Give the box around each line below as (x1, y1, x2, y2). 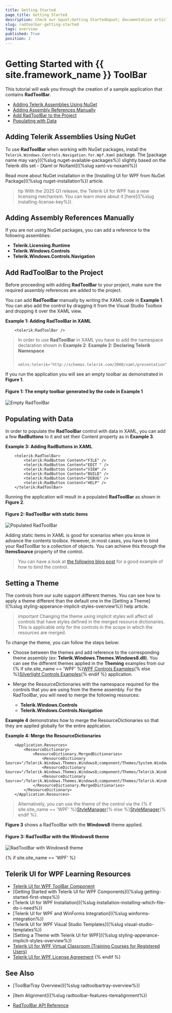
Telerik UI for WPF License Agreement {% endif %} (12, 954, 121, 960)
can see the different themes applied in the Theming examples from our (12, 660, 165, 667)
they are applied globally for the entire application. (5, 723, 112, 729)
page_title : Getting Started (5, 12, 68, 17)
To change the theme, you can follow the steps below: (5, 639, 120, 646)
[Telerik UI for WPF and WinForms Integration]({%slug (12, 911, 127, 917)
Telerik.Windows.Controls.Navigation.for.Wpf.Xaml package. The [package (5, 152, 167, 158)
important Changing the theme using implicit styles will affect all (17, 613, 153, 619)
